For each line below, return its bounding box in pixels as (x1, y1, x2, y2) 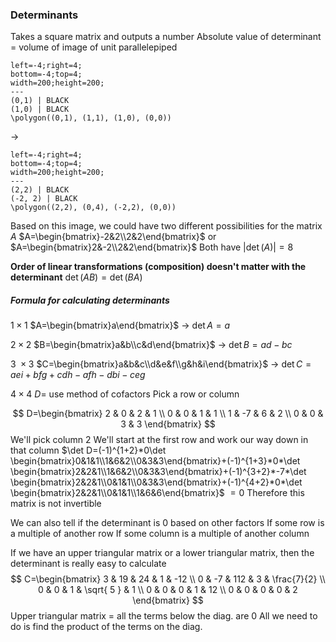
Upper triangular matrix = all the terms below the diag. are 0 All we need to (10, 610, 318, 622)
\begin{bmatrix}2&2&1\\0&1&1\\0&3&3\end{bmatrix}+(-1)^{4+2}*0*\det (10, 476, 303, 488)
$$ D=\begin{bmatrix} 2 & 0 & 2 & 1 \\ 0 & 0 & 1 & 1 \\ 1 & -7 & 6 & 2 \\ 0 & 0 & (12, 408, 324, 420)
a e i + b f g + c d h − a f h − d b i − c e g (10, 369, 146, 381)
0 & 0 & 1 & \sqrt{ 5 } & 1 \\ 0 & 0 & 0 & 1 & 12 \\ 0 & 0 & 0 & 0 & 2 (38, 584, 298, 596)
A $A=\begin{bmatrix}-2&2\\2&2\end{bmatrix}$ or (10, 231, 217, 243)
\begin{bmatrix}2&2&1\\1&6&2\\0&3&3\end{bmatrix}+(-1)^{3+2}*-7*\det (10, 466, 307, 478)
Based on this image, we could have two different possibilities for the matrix (10, 220, 323, 232)
